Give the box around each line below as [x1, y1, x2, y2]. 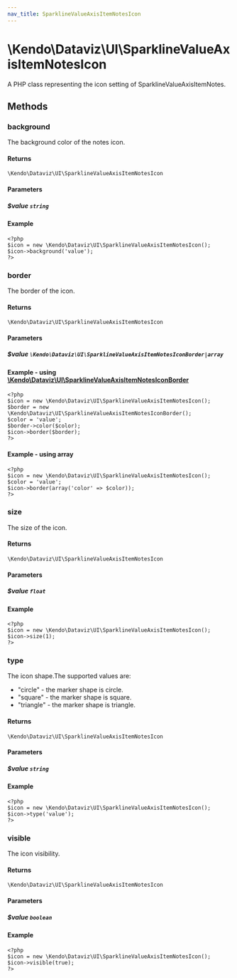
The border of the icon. [7, 286, 75, 295]
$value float [7, 587, 46, 595]
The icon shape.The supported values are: [7, 672, 131, 680]
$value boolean [7, 912, 53, 921]
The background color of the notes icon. [7, 138, 126, 147]
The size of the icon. [7, 523, 67, 531]
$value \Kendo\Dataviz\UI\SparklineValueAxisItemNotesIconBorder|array [7, 350, 224, 358]
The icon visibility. [7, 849, 60, 858]
